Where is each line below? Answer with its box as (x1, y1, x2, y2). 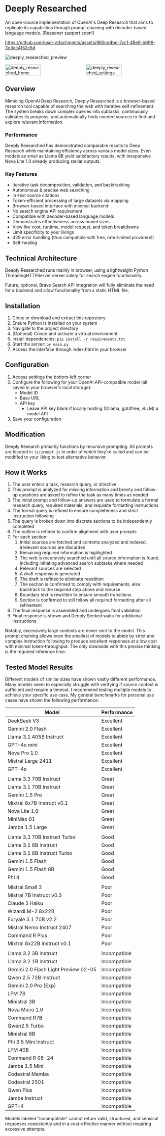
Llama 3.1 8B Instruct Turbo (7, 850, 72, 857)
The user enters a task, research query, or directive (12, 481, 117, 488)
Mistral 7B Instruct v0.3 (7, 892, 62, 899)
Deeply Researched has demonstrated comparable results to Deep (5, 143, 140, 148)
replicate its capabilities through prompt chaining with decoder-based (5, 24, 147, 30)
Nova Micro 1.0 (7, 1006, 43, 1013)
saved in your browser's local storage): (12, 384, 92, 390)
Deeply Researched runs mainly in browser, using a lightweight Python (5, 267, 149, 273)
